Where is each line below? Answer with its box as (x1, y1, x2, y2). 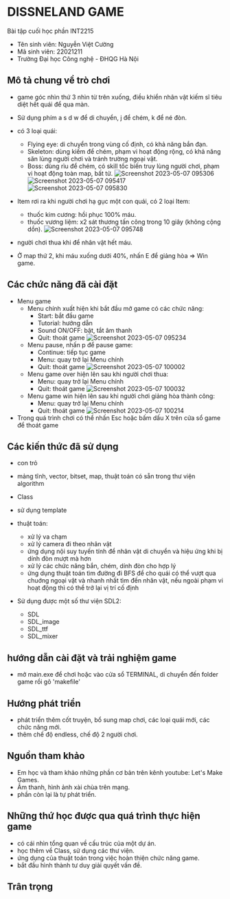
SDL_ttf (27, 625, 48, 633)
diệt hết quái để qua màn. (16, 100, 90, 108)
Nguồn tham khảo (7, 750, 85, 762)
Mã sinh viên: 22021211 (16, 47, 83, 56)
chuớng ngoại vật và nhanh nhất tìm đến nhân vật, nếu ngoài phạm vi (27, 576, 223, 585)
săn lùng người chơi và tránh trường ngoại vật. (27, 154, 158, 163)
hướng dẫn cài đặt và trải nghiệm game (7, 652, 177, 664)
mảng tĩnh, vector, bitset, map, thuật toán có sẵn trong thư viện (16, 472, 196, 480)
